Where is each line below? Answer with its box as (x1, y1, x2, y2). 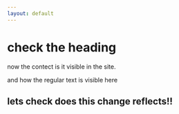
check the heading (7, 39, 116, 55)
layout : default (7, 10, 54, 17)
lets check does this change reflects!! (7, 95, 173, 107)
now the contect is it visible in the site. (7, 62, 116, 71)
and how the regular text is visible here (7, 76, 118, 84)
